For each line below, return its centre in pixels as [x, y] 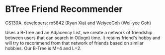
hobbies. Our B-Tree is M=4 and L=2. [43, 48]
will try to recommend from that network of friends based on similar [75, 43]
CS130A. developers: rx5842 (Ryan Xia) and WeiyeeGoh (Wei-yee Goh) [78, 23]
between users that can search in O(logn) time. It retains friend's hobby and [83, 38]
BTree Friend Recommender [64, 9]
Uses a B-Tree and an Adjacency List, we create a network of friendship [79, 32]
